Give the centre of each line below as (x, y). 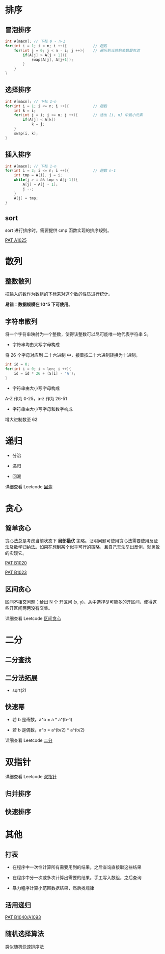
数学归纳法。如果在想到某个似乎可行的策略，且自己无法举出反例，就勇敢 (87, 547)
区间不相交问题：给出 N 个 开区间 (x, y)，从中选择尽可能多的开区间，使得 (79, 602)
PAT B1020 (16, 563)
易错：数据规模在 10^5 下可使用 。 (39, 305)
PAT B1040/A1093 (23, 917)
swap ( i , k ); (26, 133)
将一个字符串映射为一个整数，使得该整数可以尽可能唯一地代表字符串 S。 (78, 334)
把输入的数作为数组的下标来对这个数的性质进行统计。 (59, 294)
